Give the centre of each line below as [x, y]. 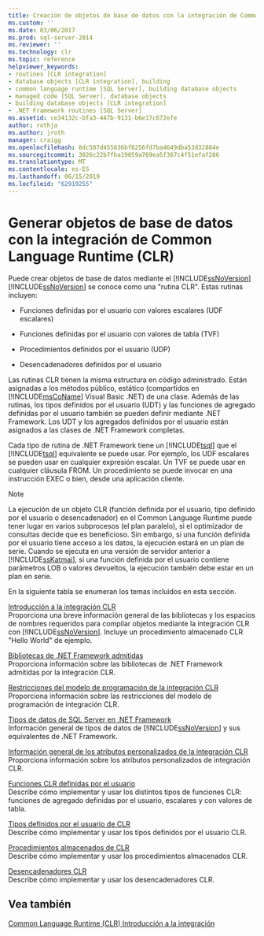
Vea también [40, 904]
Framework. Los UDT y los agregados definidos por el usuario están [119, 422]
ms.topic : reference [42, 60]
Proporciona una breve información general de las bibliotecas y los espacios [132, 615]
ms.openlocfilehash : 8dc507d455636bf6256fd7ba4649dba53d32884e [114, 147]
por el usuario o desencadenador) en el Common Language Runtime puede [130, 518]
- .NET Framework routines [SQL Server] [75, 111]
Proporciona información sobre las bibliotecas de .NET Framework [115, 663]
